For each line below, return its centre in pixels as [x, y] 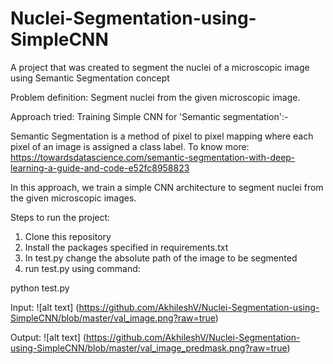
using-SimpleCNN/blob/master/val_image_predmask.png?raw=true [149, 348]
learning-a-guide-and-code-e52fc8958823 [100, 168]
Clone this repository [68, 236]
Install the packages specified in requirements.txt [126, 247]
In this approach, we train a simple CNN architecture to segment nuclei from [167, 187]
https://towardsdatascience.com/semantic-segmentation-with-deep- [153, 157]
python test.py [40, 288]
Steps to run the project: [60, 217]
